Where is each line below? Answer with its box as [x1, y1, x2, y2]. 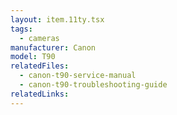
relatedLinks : [10, 89, 70, 99]
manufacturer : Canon [10, 42, 97, 53]
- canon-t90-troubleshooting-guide [19, 80, 168, 90]
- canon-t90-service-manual [19, 71, 137, 81]
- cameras [19, 33, 60, 43]
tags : [10, 24, 33, 34]
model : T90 [10, 52, 56, 62]
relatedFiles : [10, 61, 70, 71]
